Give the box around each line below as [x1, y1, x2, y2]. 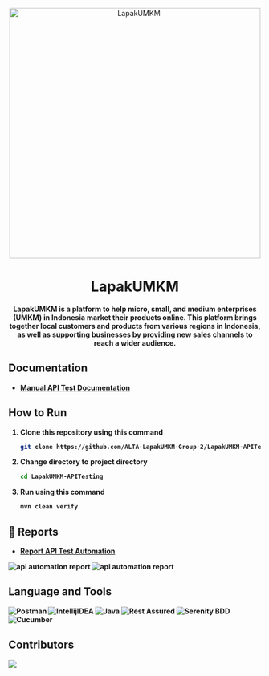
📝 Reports [8, 524, 59, 539]
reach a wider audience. [93, 338, 177, 347]
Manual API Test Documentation [19, 383, 131, 392]
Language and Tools [8, 585, 112, 599]
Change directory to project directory [19, 457, 148, 467]
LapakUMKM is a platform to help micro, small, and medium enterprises [13, 304, 257, 314]
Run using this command [19, 488, 105, 497]
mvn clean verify [19, 503, 79, 511]
